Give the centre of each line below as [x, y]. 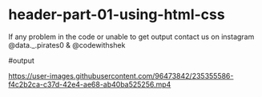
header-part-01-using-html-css [117, 15]
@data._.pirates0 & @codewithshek [67, 45]
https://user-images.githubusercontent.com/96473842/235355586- [121, 76]
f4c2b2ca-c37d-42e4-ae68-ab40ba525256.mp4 [90, 84]
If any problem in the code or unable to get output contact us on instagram [131, 37]
